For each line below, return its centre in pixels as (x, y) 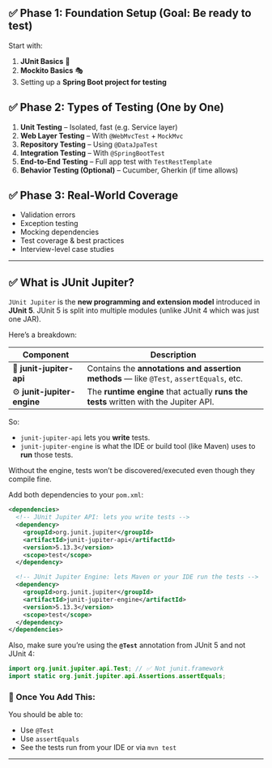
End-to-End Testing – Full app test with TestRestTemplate (116, 161)
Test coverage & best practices (72, 241)
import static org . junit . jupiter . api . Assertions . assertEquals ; (117, 676)
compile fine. (30, 479)
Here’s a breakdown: (42, 335)
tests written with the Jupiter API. (151, 402)
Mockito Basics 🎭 (51, 70)
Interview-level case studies (67, 250)
